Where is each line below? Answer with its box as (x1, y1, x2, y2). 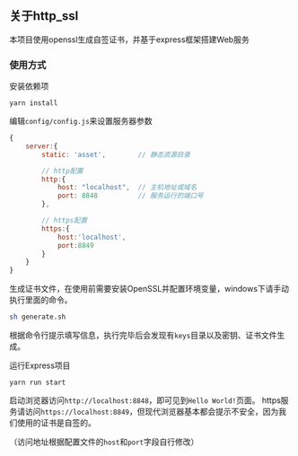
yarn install (9, 99, 58, 108)
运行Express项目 (9, 360, 71, 371)
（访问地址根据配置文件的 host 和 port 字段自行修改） (9, 436, 199, 447)
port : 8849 (57, 241, 94, 250)
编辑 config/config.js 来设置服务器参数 (9, 116, 153, 127)
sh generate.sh (9, 312, 66, 321)
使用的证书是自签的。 (16, 417, 96, 428)
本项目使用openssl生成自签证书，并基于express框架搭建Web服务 (9, 34, 250, 45)
